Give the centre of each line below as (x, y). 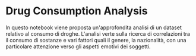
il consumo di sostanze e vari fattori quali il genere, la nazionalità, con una (96, 40)
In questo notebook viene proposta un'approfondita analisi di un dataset (94, 27)
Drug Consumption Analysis (77, 11)
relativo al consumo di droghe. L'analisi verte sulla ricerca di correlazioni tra (98, 33)
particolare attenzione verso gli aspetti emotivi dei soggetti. (78, 46)
